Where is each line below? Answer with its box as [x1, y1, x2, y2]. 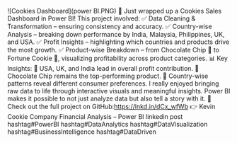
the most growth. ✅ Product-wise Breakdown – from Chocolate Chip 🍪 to [7, 46, 219, 54]
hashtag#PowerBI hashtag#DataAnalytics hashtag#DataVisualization [7, 120, 208, 128]
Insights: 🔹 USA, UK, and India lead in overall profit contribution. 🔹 [7, 64, 200, 72]
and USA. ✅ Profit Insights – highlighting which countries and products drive [7, 38, 230, 46]
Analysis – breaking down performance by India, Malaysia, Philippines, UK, [7, 30, 225, 38]
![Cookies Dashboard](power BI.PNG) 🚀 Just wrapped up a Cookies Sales [7, 7, 222, 15]
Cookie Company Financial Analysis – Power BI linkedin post [7, 113, 183, 120]
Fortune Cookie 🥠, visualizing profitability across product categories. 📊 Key [7, 54, 229, 62]
